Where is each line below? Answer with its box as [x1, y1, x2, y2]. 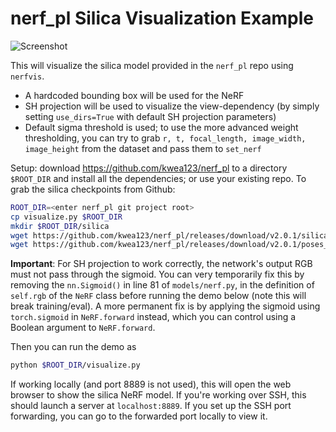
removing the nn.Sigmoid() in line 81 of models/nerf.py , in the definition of [10, 279, 315, 291]
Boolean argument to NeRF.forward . [10, 322, 156, 334]
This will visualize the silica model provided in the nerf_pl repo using [10, 59, 294, 71]
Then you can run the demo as [10, 341, 137, 353]
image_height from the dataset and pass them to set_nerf [24, 142, 262, 154]
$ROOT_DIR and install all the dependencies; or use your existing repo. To [10, 172, 307, 184]
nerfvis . [10, 70, 45, 82]
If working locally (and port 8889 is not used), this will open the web [10, 378, 292, 391]
